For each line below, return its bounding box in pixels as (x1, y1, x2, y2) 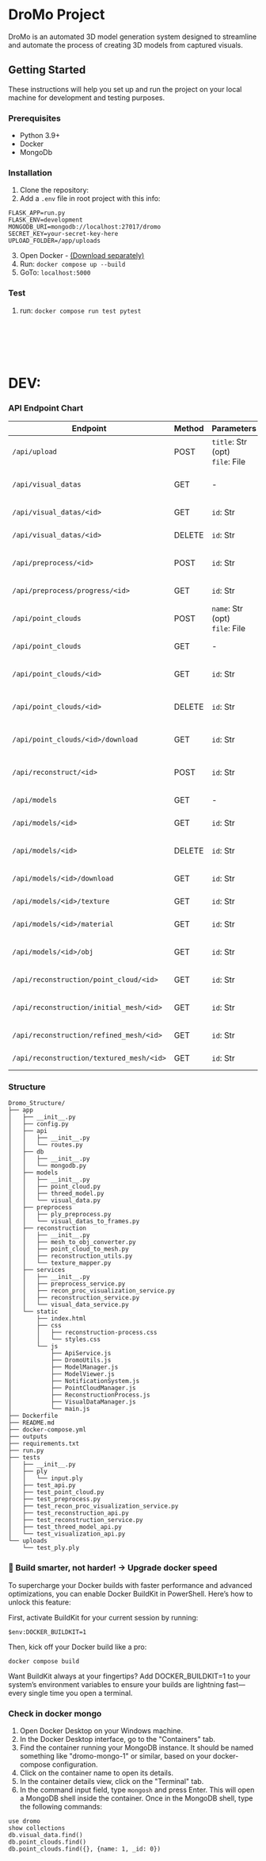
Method (173, 423, 204, 434)
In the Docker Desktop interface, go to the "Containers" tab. (19, 1735, 215, 1744)
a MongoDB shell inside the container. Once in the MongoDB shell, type (19, 1794, 253, 1803)
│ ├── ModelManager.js (8, 1363, 119, 1371)
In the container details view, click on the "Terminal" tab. (19, 1777, 204, 1786)
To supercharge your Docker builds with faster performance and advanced (8, 1580, 253, 1589)
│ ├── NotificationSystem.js (8, 1377, 140, 1385)
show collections (8, 1824, 66, 1832)
